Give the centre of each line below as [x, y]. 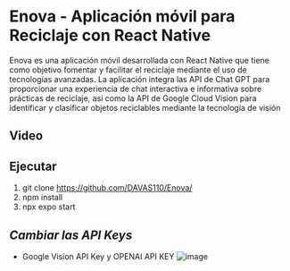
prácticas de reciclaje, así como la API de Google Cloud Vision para [133, 98]
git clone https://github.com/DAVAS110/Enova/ [107, 188]
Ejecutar [33, 166]
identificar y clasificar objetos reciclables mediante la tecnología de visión [145, 107]
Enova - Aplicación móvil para [122, 17]
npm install [42, 198]
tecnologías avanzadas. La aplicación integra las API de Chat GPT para [140, 79]
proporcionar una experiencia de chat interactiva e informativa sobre [136, 89]
